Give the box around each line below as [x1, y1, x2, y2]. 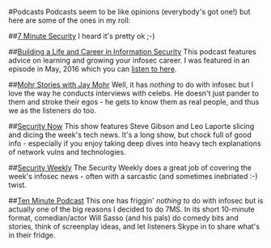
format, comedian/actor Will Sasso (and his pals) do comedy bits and [8, 213, 239, 222]
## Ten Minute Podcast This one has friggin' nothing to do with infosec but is [8, 196, 264, 205]
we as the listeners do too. [8, 105, 97, 115]
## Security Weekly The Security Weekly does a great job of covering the [8, 163, 252, 173]
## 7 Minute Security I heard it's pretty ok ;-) [8, 32, 155, 41]
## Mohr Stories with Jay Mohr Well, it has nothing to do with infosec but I [8, 80, 253, 89]
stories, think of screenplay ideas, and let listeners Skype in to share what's [8, 222, 260, 231]
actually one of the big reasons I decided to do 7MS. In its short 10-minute [8, 204, 255, 214]
